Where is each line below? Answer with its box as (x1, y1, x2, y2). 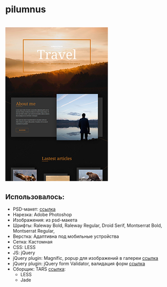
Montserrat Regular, (12, 228, 55, 234)
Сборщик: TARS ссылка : (12, 266, 66, 272)
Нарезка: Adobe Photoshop (12, 212, 72, 218)
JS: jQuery (12, 250, 35, 256)
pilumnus (5, 4, 46, 15)
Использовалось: (5, 192, 65, 201)
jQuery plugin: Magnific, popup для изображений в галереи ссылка (12, 255, 159, 261)
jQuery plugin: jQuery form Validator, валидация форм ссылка (12, 260, 145, 267)
